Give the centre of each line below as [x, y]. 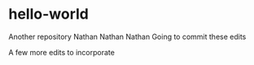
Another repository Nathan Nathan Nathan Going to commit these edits [127, 37]
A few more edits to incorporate [62, 52]
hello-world [49, 14]
